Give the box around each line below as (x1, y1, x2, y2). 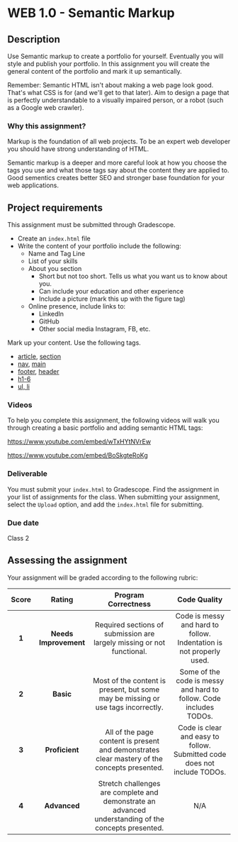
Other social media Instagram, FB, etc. (38, 325, 151, 333)
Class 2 (7, 534, 30, 542)
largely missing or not (93, 637, 166, 647)
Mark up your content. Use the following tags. (7, 338, 142, 347)
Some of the (179, 667, 221, 677)
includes (185, 702, 215, 712)
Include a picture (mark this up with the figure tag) (38, 294, 186, 303)
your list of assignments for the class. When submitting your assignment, (7, 492, 220, 501)
